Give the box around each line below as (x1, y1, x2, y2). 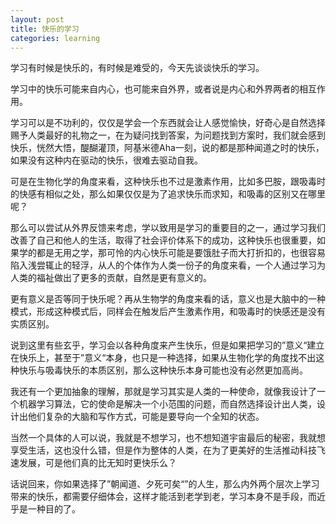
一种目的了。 (27, 503, 81, 515)
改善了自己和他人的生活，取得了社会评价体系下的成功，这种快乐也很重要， (10, 234, 317, 246)
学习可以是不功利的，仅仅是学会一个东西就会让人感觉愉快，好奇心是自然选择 (10, 117, 326, 129)
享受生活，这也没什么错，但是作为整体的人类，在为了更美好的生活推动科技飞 (10, 444, 326, 456)
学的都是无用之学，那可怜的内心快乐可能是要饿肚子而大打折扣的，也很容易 (18, 247, 326, 259)
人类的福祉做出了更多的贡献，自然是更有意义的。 (10, 272, 212, 284)
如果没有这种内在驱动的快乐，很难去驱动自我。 (10, 154, 203, 166)
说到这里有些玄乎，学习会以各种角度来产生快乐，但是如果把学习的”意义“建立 (10, 339, 325, 351)
